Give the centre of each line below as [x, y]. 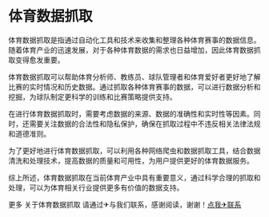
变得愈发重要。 [40, 60]
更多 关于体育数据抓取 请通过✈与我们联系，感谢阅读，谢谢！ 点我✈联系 [125, 204]
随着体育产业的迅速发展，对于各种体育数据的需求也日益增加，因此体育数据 [131, 49]
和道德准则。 [29, 133]
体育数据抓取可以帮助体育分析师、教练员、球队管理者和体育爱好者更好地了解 [134, 77]
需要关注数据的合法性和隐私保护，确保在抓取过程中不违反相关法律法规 [145, 124]
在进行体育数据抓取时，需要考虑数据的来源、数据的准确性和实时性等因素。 [131, 113]
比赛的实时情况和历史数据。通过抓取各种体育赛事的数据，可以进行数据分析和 [134, 87]
